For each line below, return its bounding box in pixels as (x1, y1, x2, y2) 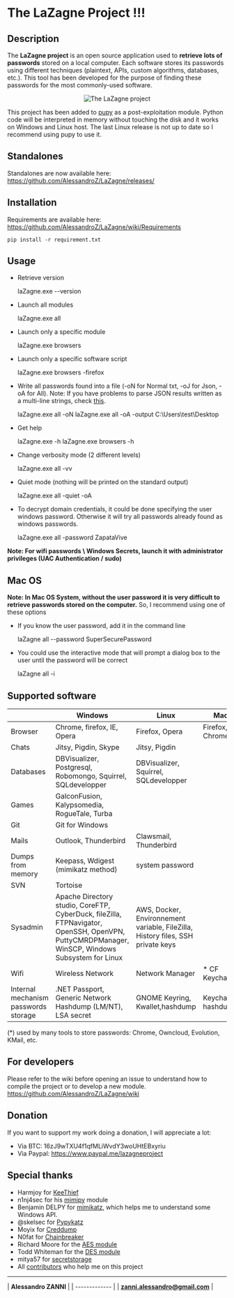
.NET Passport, (55, 984, 104, 994)
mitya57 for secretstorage (17, 1255, 92, 1263)
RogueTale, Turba (55, 809, 113, 819)
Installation (7, 197, 57, 209)
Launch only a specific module (17, 328, 106, 336)
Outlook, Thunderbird (55, 836, 126, 846)
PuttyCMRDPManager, (55, 935, 130, 945)
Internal (10, 984, 36, 994)
